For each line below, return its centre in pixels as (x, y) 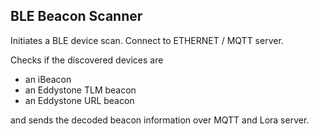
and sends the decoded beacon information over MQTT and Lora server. (160, 120)
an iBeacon (48, 79)
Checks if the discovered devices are (87, 60)
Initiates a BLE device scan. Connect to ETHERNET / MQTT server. (147, 40)
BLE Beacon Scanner (76, 16)
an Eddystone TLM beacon (80, 90)
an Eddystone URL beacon (79, 100)
